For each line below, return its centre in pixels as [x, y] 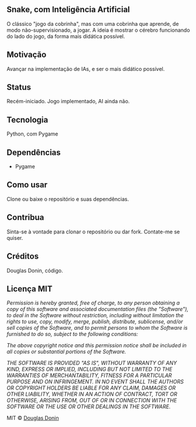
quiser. [15, 238]
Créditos [23, 257]
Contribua [25, 217]
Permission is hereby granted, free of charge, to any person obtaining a [93, 303]
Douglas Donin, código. [35, 270]
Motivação [27, 55]
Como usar [27, 185]
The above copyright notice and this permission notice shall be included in [97, 345]
